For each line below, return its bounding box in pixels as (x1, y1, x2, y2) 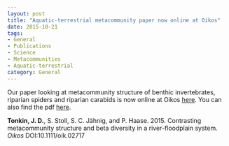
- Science (7, 50, 36, 57)
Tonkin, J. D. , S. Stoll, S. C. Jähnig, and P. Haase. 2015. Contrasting (7, 116, 202, 124)
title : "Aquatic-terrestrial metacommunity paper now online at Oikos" (7, 17, 221, 24)
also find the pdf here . (7, 103, 71, 111)
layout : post (7, 10, 46, 17)
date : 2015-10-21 (7, 23, 58, 30)
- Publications (7, 43, 52, 50)
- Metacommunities (7, 56, 61, 63)
